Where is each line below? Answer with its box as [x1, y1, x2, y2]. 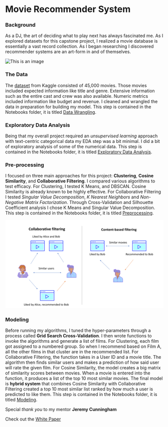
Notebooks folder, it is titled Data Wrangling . [5, 109, 97, 115]
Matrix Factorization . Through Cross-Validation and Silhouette [25, 199, 153, 205]
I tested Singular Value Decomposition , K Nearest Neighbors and [5, 194, 139, 200]
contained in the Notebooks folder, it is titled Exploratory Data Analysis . [5, 149, 152, 155]
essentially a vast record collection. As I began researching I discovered [5, 44, 154, 50]
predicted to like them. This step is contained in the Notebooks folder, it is [5, 391, 157, 397]
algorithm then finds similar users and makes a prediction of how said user [5, 359, 159, 365]
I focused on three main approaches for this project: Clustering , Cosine [5, 173, 154, 179]
